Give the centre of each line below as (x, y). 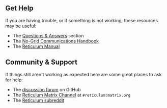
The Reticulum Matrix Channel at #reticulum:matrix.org (72, 95)
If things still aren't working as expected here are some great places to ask (83, 74)
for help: (14, 80)
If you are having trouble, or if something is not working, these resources (82, 20)
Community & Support (41, 62)
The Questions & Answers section (48, 35)
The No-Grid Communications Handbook (56, 41)
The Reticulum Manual (36, 46)
